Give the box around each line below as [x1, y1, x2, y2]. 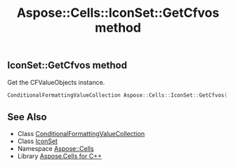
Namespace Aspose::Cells [17, 145, 94, 153]
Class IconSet [17, 137, 58, 145]
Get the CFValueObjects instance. [7, 78, 105, 86]
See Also [7, 111, 47, 123]
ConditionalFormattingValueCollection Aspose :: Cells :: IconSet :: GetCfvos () [7, 91, 231, 99]
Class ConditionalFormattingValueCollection [17, 130, 145, 138]
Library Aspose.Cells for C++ [17, 152, 102, 161]
